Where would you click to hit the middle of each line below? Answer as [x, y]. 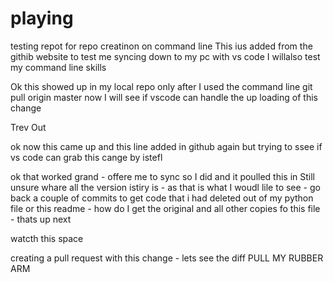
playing [42, 18]
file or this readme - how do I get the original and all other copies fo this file [165, 208]
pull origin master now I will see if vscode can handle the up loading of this [164, 97]
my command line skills [58, 67]
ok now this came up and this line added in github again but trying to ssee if [166, 146]
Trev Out [28, 127]
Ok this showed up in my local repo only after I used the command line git [161, 86]
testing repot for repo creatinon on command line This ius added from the [161, 46]
